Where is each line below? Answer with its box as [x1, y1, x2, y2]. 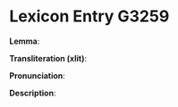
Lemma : [9, 36, 40, 46]
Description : [9, 87, 56, 98]
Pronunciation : [9, 70, 65, 81]
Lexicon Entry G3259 [9, 6, 170, 27]
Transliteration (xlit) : [9, 53, 88, 63]
